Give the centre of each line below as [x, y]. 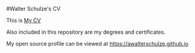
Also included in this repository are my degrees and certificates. [86, 32]
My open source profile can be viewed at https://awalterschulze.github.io [97, 44]
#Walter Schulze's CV [34, 9]
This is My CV [24, 20]
